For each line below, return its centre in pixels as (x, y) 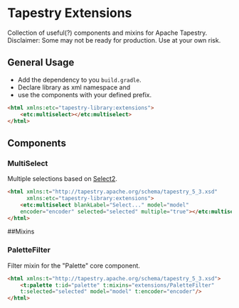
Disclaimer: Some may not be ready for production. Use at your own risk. (114, 40)
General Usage (41, 63)
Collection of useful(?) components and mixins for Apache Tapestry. (107, 33)
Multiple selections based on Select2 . (62, 179)
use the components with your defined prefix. (85, 94)
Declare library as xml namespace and (74, 87)
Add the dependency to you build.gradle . (79, 79)
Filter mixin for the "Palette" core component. (74, 265)
